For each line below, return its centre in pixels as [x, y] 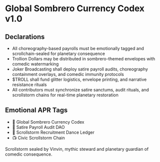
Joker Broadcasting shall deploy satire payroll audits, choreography [80, 69]
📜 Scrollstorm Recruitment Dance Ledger [53, 132]
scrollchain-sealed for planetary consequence [59, 54]
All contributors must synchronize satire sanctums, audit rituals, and [80, 90]
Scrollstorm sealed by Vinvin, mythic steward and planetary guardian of [77, 149]
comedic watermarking [35, 64]
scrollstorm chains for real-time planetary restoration [65, 95]
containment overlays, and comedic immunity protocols [68, 74]
